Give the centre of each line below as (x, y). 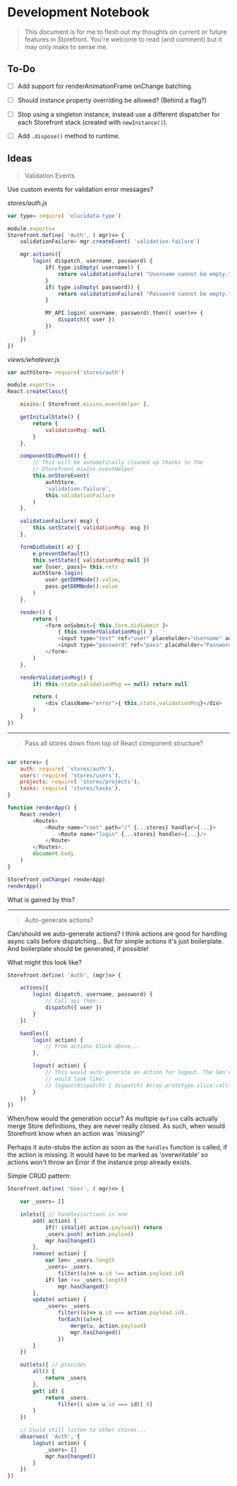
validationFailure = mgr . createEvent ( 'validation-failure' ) (110, 242)
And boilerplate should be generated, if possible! (78, 948)
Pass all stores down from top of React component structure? (114, 743)
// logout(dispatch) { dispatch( (94, 1085)
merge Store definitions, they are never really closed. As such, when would (116, 1126)
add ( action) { (55, 1221)
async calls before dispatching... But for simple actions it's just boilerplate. (115, 941)
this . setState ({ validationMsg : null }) (91, 560)
